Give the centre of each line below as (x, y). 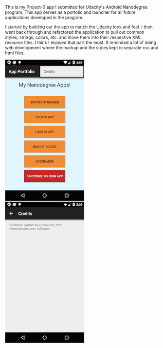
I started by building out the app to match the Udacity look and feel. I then (79, 27)
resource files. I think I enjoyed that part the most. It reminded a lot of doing (81, 43)
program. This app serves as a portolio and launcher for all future (71, 12)
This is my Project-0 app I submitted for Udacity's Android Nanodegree (76, 7)
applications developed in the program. (44, 17)
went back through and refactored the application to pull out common (75, 32)
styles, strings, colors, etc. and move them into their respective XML (73, 37)
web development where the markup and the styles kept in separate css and (82, 48)
